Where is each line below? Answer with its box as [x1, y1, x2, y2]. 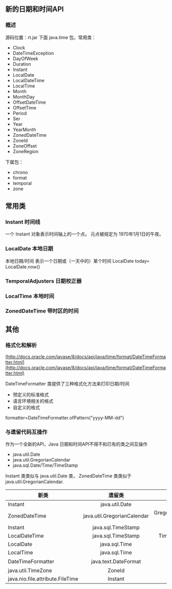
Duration [12, 61, 31, 67]
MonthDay [12, 94, 35, 100]
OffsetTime [12, 104, 37, 111]
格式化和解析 [5, 341, 37, 348]
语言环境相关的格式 [12, 398, 54, 404]
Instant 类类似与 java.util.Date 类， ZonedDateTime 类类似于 [5, 473, 132, 479]
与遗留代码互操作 [5, 429, 48, 436]
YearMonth [12, 126, 37, 133]
